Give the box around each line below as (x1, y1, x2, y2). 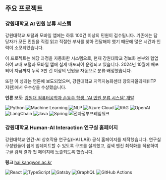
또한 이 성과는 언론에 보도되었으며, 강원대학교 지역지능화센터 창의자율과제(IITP (5, 78, 157, 84)
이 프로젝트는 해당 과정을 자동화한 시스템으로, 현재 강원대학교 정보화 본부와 (5, 55, 150, 61)
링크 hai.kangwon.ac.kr (5, 159, 52, 165)
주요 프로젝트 (5, 4, 43, 13)
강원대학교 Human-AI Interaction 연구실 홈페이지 (5, 124, 118, 131)
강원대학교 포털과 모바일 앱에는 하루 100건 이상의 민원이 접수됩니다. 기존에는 (5, 33, 153, 39)
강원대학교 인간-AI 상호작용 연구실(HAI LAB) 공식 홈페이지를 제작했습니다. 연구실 (5, 136, 161, 142)
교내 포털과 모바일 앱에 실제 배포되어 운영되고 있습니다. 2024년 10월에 (14, 61, 150, 67)
